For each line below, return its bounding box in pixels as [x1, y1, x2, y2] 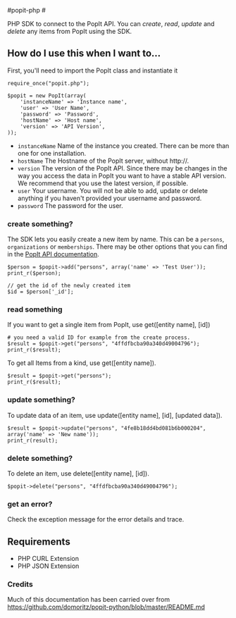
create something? [7, 218, 73, 228]
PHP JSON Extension [17, 562, 80, 570]
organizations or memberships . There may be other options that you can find [7, 242, 228, 251]
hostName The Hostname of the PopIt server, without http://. [17, 156, 190, 165]
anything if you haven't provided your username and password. [17, 194, 202, 202]
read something [7, 304, 63, 314]
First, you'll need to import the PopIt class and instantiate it [7, 66, 178, 75]
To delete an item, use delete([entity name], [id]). [7, 469, 149, 478]
